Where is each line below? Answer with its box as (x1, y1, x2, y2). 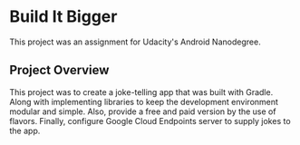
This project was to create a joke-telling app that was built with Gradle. (9, 86, 274, 97)
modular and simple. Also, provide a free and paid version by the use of (9, 106, 276, 117)
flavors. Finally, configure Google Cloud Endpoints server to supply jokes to (9, 115, 292, 126)
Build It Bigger (9, 6, 118, 27)
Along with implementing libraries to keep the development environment (9, 96, 279, 107)
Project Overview (9, 63, 110, 78)
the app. (9, 125, 41, 136)
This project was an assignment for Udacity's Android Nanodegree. (9, 36, 261, 47)
